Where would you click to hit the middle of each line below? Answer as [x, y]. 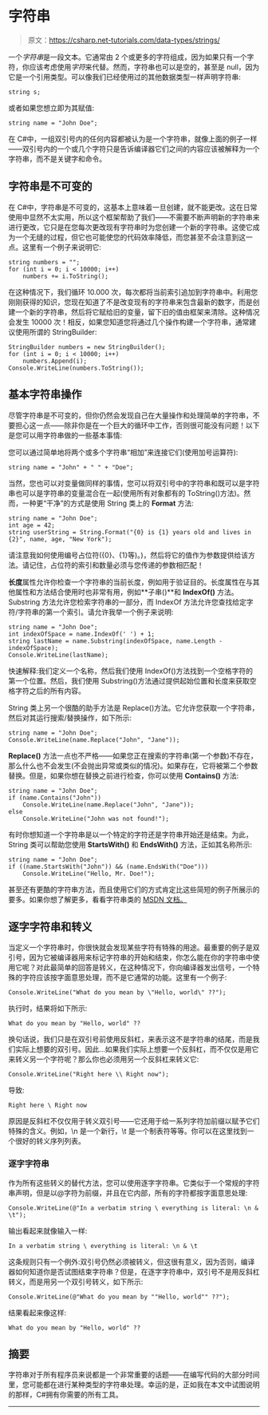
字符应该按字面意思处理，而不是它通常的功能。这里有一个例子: [124, 977]
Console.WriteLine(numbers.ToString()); [77, 368]
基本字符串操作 [45, 395]
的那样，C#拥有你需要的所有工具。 [66, 1395]
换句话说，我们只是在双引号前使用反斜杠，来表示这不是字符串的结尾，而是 [130, 1040]
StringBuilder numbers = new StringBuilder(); [87, 347]
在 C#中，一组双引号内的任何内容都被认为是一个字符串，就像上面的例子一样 [133, 139]
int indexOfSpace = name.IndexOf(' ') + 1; [82, 634]
